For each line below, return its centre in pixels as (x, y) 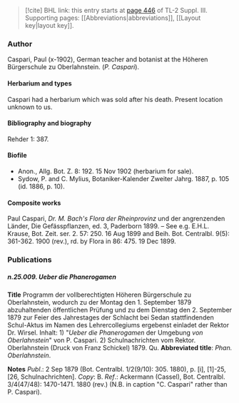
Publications (30, 260)
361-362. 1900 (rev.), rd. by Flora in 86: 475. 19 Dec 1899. (92, 241)
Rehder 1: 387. (28, 139)
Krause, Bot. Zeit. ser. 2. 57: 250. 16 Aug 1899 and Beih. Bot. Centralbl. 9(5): (118, 234)
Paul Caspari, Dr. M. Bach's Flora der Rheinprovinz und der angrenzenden (116, 219)
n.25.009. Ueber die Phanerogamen (62, 277)
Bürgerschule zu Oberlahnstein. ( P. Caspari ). (73, 67)
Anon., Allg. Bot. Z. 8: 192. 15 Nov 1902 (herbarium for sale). (106, 171)
